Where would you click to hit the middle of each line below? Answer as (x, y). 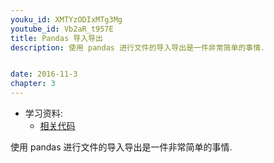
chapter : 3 (33, 84)
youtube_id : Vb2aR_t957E (62, 29)
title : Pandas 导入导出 (56, 38)
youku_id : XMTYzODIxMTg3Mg (66, 19)
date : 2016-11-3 (44, 74)
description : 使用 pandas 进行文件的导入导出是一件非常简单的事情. (138, 47)
